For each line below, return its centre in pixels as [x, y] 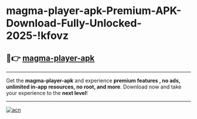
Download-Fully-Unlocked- [74, 23]
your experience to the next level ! [47, 93]
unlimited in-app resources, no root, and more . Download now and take [94, 87]
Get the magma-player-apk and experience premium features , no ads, [93, 81]
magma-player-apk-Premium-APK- [94, 11]
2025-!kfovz [38, 36]
